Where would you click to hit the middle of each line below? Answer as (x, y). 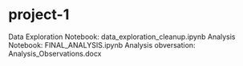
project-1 (39, 15)
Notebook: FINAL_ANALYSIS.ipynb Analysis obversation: (102, 45)
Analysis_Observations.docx (55, 53)
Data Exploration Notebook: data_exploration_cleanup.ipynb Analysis (122, 37)
